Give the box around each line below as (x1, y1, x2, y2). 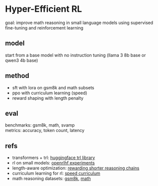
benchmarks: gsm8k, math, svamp (5, 122, 75, 128)
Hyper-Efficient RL (5, 3, 82, 15)
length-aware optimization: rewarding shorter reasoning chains (12, 165, 139, 171)
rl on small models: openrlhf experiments (12, 160, 95, 166)
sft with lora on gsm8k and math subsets (12, 84, 94, 90)
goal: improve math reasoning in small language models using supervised (5, 20, 153, 26)
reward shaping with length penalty (12, 95, 84, 101)
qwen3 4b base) (5, 57, 38, 63)
